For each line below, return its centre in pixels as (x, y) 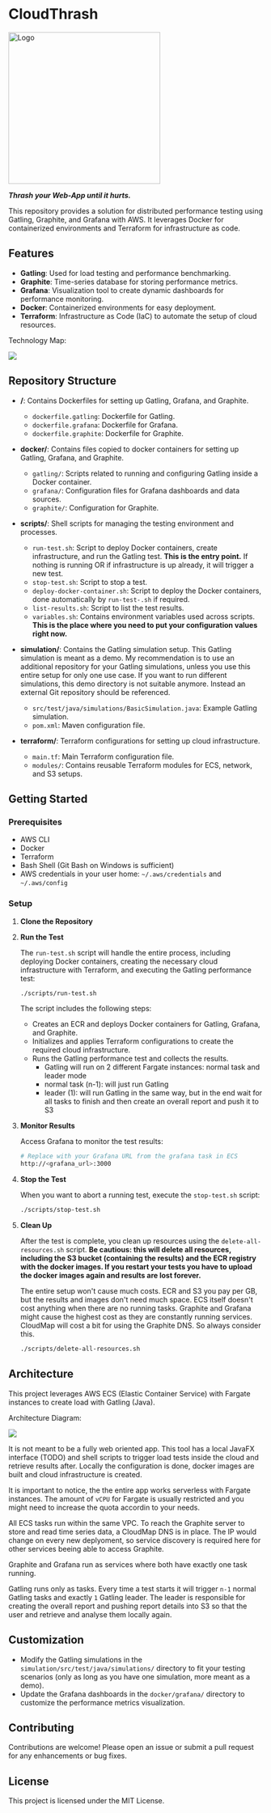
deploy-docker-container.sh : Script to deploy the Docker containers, (146, 591)
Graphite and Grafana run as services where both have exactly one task (128, 1564)
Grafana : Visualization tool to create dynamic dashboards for (122, 290)
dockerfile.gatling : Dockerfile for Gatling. (104, 416)
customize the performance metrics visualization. (102, 1702)
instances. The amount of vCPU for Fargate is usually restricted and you (126, 1498)
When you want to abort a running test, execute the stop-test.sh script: (140, 1195)
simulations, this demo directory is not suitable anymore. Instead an (133, 684)
